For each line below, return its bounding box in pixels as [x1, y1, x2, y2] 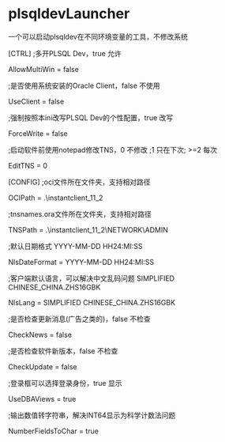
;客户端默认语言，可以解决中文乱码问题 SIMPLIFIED [8, 274, 175, 283]
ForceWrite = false [8, 128, 69, 138]
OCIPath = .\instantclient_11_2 [8, 193, 103, 202]
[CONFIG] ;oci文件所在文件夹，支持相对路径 [8, 177, 152, 187]
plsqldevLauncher [8, 5, 130, 23]
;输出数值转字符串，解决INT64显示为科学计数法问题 [8, 410, 176, 420]
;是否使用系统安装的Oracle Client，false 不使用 [8, 81, 160, 90]
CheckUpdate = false [8, 361, 77, 372]
